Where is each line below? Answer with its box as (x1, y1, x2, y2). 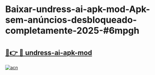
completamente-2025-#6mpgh (5, 25, 139, 36)
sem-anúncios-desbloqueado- (5, 14, 137, 26)
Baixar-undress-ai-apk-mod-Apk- (5, 4, 150, 15)
